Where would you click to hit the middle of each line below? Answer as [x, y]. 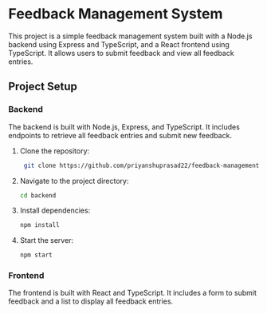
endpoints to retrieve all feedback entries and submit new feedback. [120, 135]
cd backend [38, 195]
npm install [39, 225]
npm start [36, 255]
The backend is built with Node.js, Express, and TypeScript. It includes [124, 127]
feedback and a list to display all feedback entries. [91, 301]
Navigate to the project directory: [74, 181]
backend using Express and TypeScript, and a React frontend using [119, 44]
